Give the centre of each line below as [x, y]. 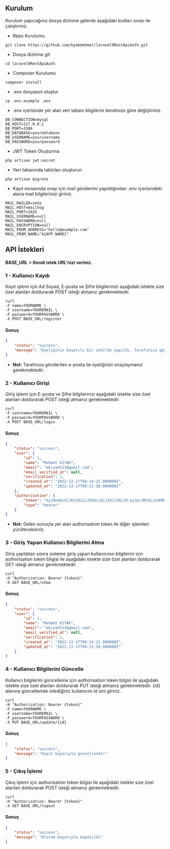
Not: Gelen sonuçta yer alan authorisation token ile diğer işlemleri [81, 524]
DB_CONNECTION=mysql [27, 119]
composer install [24, 82]
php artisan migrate [27, 179]
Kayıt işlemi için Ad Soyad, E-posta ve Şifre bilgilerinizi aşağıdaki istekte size [85, 287]
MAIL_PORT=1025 [21, 212]
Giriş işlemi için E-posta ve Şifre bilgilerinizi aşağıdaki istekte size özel [78, 394]
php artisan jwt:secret [30, 160]
